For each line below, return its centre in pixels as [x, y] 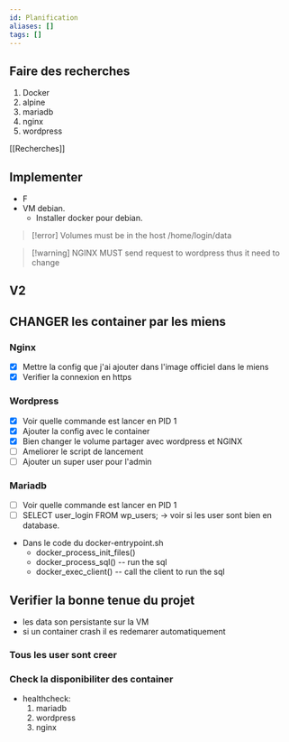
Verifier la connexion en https [77, 377]
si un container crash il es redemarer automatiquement [124, 632]
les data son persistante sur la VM [86, 622]
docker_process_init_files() [86, 552]
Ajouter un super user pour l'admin [87, 461]
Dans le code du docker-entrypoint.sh [93, 543]
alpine [34, 102]
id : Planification [44, 18]
